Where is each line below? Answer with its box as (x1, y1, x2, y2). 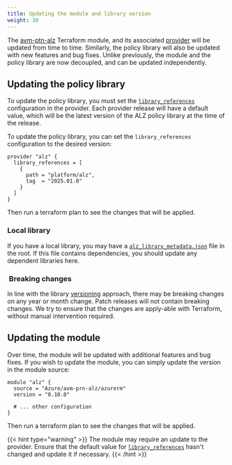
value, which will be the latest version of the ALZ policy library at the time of (7, 112, 225, 120)
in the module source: (7, 365, 70, 374)
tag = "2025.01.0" (25, 178, 82, 185)
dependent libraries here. (7, 256, 80, 265)
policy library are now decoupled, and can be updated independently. (7, 58, 207, 66)
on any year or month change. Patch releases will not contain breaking (7, 297, 210, 305)
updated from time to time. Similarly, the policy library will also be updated (7, 43, 220, 52)
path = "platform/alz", (25, 171, 95, 178)
